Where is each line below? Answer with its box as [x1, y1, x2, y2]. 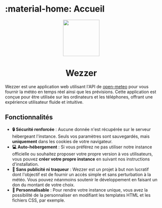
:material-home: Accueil [5, 3, 105, 15]
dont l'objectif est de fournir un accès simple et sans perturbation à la [12, 171, 151, 177]
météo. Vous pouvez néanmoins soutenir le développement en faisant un [12, 176, 158, 182]
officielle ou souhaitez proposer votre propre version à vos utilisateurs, [12, 151, 153, 157]
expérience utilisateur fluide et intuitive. [5, 99, 84, 105]
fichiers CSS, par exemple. [12, 197, 65, 203]
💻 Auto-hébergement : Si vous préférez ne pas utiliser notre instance [12, 144, 152, 150]
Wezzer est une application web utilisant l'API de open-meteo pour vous [5, 83, 149, 89]
